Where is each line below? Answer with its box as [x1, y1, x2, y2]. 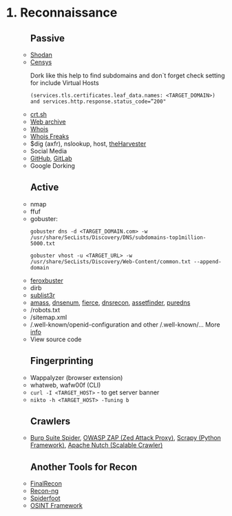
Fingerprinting [30, 355, 94, 367]
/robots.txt [30, 305, 60, 314]
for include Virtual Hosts [30, 79, 99, 87]
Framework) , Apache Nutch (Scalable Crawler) [30, 441, 163, 450]
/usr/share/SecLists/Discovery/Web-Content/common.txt [30, 258, 191, 265]
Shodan [30, 50, 52, 59]
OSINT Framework [30, 501, 83, 510]
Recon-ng [30, 487, 59, 495]
